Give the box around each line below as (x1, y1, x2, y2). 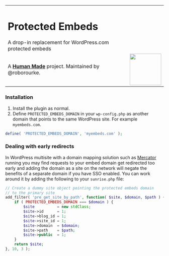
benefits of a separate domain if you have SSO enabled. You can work (5, 170, 151, 176)
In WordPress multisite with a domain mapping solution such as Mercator (5, 154, 156, 160)
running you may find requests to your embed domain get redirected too (5, 160, 155, 166)
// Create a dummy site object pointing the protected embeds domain (5, 185, 154, 190)
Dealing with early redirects (5, 143, 74, 150)
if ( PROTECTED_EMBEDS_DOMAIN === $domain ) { (14, 200, 114, 205)
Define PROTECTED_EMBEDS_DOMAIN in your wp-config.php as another (12, 110, 149, 116)
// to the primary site (5, 190, 55, 196)
